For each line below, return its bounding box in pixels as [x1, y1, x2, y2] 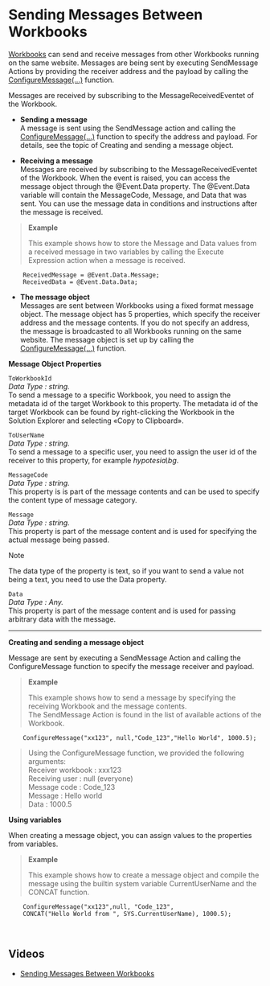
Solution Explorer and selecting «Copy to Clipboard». [8, 416, 184, 425]
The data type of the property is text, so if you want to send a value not [8, 565, 244, 576]
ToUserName [8, 431, 45, 439]
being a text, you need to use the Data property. [8, 574, 167, 584]
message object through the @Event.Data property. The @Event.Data [19, 181, 251, 191]
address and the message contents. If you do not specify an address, [19, 318, 251, 327]
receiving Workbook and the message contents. [27, 701, 187, 711]
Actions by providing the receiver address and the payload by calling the [8, 66, 249, 76]
